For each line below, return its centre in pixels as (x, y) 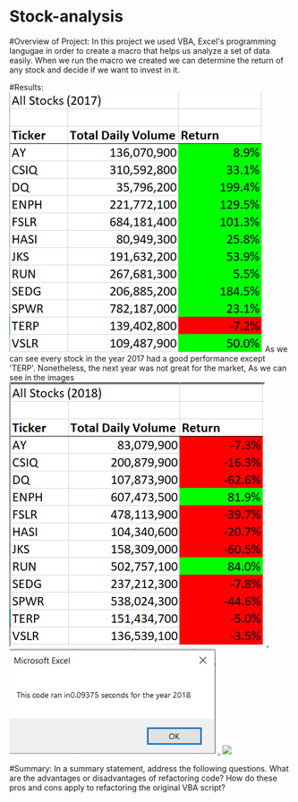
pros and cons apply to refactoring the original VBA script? (117, 787)
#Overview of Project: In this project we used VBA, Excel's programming (143, 41)
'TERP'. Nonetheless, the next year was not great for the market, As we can (148, 368)
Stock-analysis (66, 17)
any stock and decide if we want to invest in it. (95, 70)
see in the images (42, 377)
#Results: (26, 87)
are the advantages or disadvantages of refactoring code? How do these (143, 778)
